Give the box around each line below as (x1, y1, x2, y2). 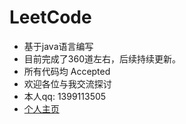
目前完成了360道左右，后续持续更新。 (23, 52, 181, 65)
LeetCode (9, 6, 92, 29)
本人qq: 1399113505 (23, 90, 107, 102)
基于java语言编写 (23, 40, 94, 52)
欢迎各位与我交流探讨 (23, 77, 112, 90)
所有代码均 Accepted (23, 65, 111, 77)
